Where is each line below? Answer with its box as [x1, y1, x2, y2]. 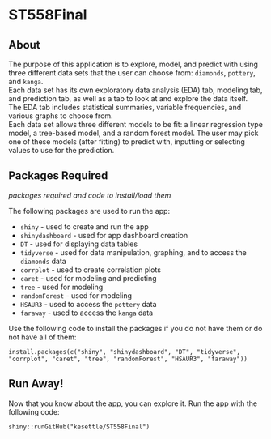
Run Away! [8, 377, 64, 390]
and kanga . [8, 77, 44, 86]
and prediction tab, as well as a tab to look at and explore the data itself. [8, 94, 248, 103]
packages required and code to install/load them [8, 190, 171, 200]
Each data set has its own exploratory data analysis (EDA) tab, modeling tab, [8, 85, 263, 95]
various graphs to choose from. [8, 111, 113, 121]
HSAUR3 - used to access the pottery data [19, 299, 157, 309]
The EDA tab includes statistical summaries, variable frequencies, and [8, 103, 242, 112]
